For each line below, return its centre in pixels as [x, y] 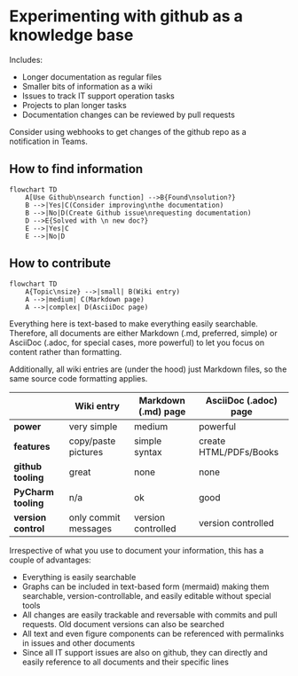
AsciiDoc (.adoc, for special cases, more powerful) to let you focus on [137, 342]
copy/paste [92, 441]
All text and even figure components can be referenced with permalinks [153, 633]
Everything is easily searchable [79, 577]
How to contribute [60, 263]
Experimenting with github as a [126, 16]
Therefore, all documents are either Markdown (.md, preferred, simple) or [143, 333]
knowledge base [71, 35]
